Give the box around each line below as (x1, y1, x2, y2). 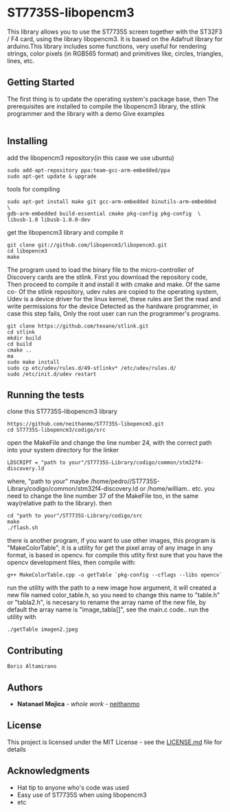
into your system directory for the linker (7, 446, 119, 454)
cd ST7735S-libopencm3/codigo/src (7, 427, 106, 434)
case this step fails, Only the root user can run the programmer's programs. (7, 309, 221, 317)
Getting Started (7, 77, 75, 89)
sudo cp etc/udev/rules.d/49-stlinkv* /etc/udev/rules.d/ (7, 364, 176, 371)
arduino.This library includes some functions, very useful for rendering (7, 42, 207, 50)
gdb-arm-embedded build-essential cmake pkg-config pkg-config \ (7, 210, 201, 217)
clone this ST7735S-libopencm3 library (7, 407, 118, 416)
